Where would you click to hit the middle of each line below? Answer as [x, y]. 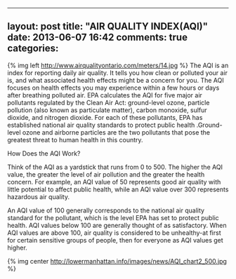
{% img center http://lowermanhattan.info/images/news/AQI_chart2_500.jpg [117, 261]
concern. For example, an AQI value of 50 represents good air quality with [114, 182]
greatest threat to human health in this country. [75, 139]
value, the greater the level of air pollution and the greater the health [106, 174]
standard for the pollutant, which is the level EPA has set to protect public [113, 217]
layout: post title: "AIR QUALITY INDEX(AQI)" [108, 26]
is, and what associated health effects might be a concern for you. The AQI [116, 80]
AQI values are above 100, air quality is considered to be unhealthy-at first [114, 233]
